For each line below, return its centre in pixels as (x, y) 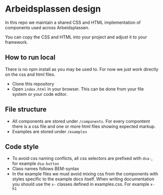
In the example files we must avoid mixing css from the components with (85, 174)
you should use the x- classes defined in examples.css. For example (81, 184)
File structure (26, 110)
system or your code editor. (40, 94)
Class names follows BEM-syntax (45, 169)
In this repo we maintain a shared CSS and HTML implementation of (73, 22)
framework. (17, 42)
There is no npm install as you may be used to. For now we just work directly (82, 69)
